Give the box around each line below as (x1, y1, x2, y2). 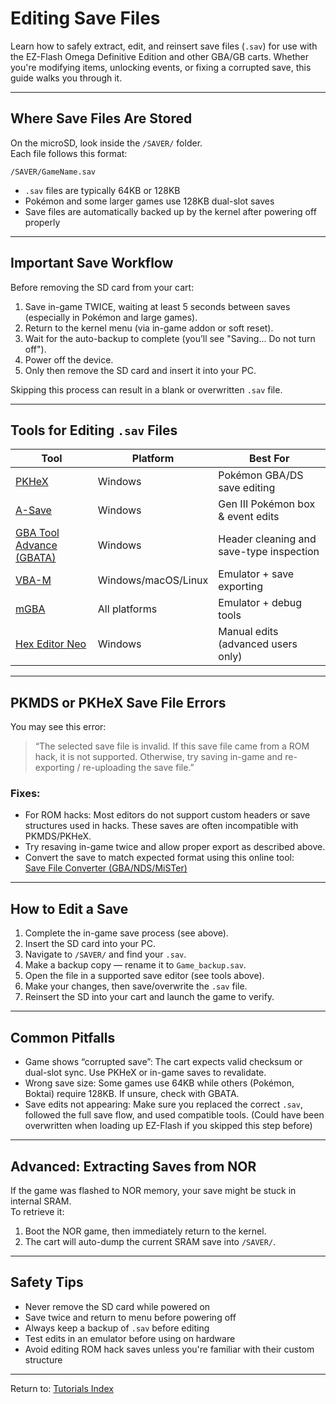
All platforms (97, 602, 158, 616)
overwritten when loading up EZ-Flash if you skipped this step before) (24, 1120, 313, 1132)
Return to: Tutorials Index (10, 1382, 114, 1394)
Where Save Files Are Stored (10, 110, 193, 127)
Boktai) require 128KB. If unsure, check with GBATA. (24, 1088, 240, 1100)
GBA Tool (15, 526, 60, 540)
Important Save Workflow (10, 255, 174, 272)
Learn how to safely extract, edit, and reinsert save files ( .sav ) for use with (10, 40, 318, 52)
